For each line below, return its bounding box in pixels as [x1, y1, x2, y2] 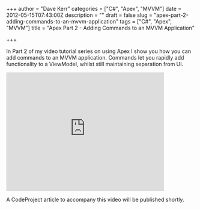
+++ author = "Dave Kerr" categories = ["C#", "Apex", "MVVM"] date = [6, 5, 182, 12]
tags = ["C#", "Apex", [120, 18, 172, 25]
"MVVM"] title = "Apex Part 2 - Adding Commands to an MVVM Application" [6, 24, 195, 31]
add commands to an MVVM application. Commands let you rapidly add [6, 54, 184, 61]
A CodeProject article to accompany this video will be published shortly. [6, 196, 184, 203]
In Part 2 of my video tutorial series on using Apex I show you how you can [6, 48, 191, 55]
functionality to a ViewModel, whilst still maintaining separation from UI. [6, 60, 184, 67]
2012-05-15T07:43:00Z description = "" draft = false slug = [6, 11, 153, 19]
